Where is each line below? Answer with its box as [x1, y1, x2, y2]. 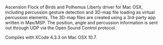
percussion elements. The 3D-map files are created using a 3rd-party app [5, 15, 156, 20]
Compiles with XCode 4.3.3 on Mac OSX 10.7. [5, 34, 97, 40]
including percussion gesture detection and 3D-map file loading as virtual [5, 9, 155, 15]
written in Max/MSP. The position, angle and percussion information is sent [5, 20, 158, 25]
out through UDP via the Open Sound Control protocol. [5, 25, 116, 31]
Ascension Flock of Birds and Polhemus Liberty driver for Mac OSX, [5, 4, 143, 10]
